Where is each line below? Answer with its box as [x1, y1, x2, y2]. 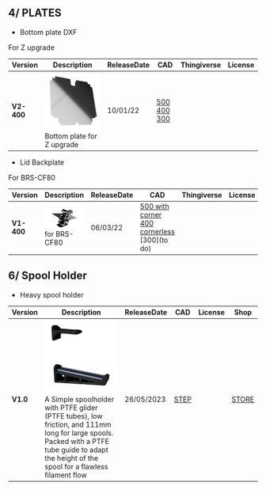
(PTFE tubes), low [44, 412, 103, 421]
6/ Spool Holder [8, 269, 87, 283]
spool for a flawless [44, 462, 108, 472]
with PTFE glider [44, 403, 98, 412]
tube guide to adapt [44, 445, 108, 454]
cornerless [139, 227, 176, 237]
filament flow [44, 470, 87, 480]
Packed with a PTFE [44, 437, 109, 446]
